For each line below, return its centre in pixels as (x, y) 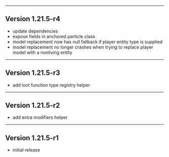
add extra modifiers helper (40, 117)
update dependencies (35, 31)
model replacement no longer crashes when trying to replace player (83, 47)
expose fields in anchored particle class (54, 36)
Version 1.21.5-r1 (32, 138)
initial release (26, 150)
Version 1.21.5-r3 (33, 73)
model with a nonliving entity (42, 52)
